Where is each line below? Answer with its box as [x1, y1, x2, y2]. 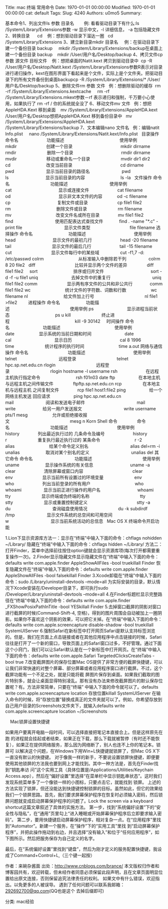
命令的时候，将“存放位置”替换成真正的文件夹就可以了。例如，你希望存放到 [9, 697, 162, 702]
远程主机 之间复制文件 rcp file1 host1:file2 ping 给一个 [13, 387, 162, 393]
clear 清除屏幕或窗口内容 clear [5, 468, 143, 474]
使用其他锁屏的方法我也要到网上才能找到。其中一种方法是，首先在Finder [5, 761, 154, 766]
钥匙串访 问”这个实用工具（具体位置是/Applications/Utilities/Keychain [11, 767, 153, 773]
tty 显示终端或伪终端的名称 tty [5, 493, 146, 499]
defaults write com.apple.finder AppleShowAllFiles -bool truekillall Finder [5, 560, 155, 566]
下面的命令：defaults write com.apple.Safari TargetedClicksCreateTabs [5, 653, 151, 659]
